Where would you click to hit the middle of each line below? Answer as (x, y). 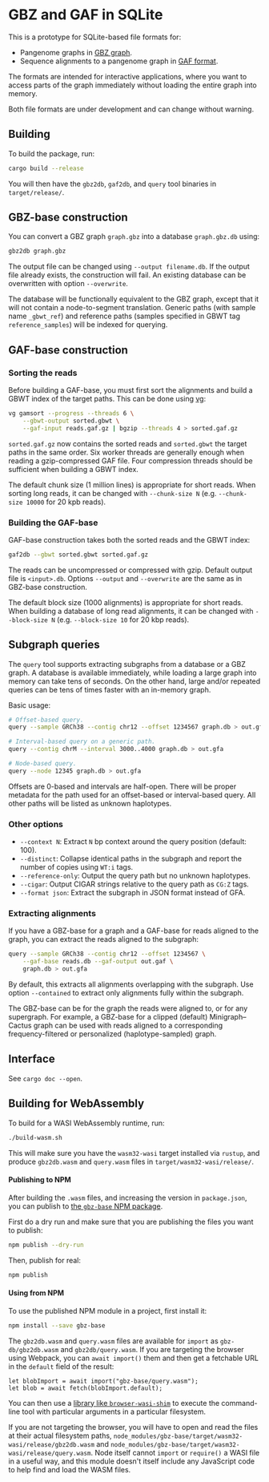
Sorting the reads (43, 373)
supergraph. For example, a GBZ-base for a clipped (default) (108, 1017)
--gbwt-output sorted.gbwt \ (71, 421)
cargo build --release (46, 168)
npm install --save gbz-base (57, 1325)
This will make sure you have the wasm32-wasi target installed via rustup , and (134, 1153)
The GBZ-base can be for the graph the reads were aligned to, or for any (128, 1008)
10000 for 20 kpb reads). (66, 502)
